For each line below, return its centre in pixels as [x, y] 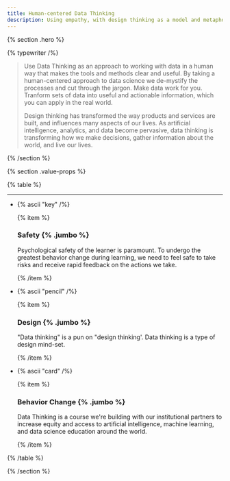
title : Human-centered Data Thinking [61, 13]
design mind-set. [41, 345]
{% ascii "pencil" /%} [47, 291]
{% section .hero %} [36, 39]
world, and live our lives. [58, 145]
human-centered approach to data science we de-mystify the [111, 80]
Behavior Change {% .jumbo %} [71, 402]
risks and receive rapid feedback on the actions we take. [97, 264]
